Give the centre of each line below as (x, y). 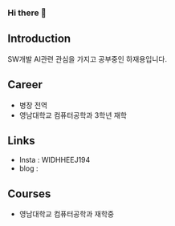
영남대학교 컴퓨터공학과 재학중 (66, 214)
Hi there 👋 (27, 13)
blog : (28, 168)
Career (25, 85)
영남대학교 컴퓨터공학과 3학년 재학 (73, 115)
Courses (29, 194)
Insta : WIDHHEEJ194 (55, 160)
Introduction (39, 39)
